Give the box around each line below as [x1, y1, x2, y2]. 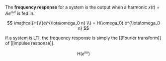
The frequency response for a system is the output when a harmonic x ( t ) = [5, 4, 160, 10]
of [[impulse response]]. [5, 40, 55, 46]
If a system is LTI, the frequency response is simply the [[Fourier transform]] [5, 35, 162, 41]
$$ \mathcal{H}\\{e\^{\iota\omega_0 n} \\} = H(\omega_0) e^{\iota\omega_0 [6, 20, 161, 26]
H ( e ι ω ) [77, 50, 90, 57]
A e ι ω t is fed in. [5, 9, 35, 16]
